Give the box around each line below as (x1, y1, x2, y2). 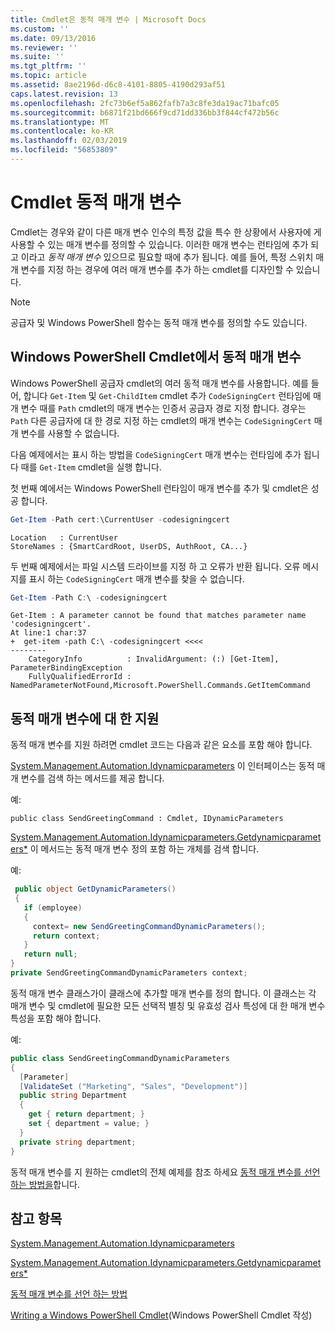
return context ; (32, 931, 101, 941)
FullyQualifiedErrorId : (28, 672, 132, 682)
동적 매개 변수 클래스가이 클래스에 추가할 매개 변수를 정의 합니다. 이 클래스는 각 (10, 987, 317, 999)
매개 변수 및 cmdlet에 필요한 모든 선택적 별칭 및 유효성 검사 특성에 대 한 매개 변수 (10, 999, 326, 1011)
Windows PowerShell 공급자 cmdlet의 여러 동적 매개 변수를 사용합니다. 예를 (10, 377, 309, 389)
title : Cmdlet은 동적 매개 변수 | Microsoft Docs (10, 14, 207, 25)
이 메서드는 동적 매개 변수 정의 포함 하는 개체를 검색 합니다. (29, 843, 260, 855)
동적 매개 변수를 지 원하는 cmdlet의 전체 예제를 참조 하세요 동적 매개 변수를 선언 (10, 1166, 321, 1178)
